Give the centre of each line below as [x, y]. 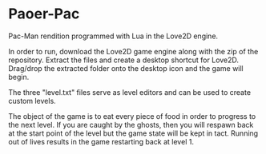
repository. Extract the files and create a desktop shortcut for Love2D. [123, 60]
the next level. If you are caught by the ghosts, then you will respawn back [131, 124]
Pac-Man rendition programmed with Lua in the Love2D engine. [113, 36]
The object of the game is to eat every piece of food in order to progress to [132, 116]
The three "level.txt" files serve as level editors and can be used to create [129, 92]
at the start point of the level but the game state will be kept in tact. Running [133, 133]
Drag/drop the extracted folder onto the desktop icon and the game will [126, 68]
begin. [19, 77]
